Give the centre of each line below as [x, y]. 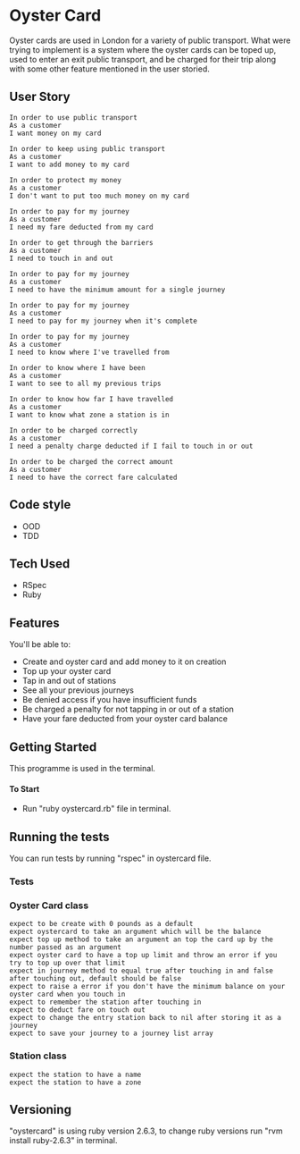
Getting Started [53, 747]
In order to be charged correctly [74, 430]
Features [34, 623]
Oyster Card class [49, 906]
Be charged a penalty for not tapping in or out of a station [128, 709]
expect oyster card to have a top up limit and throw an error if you [143, 956]
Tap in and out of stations [69, 681]
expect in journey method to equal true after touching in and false [142, 971]
